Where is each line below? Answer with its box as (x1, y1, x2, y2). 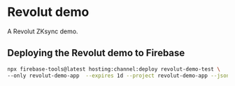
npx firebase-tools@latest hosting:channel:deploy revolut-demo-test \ (7, 65, 220, 73)
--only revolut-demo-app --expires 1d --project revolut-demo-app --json (7, 72, 230, 79)
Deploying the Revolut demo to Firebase (7, 47, 185, 59)
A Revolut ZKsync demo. (7, 27, 78, 35)
